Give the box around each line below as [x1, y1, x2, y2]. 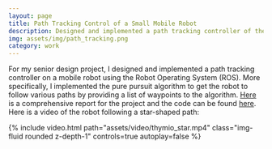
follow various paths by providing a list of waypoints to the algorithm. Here [8, 90, 257, 100]
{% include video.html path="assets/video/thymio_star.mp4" [8, 123, 210, 133]
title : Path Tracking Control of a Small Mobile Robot [8, 19, 198, 28]
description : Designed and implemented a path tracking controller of [8, 27, 252, 35]
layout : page [8, 11, 53, 20]
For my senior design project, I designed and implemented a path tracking [8, 64, 255, 74]
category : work [8, 42, 60, 50]
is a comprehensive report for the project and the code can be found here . [8, 99, 257, 109]
